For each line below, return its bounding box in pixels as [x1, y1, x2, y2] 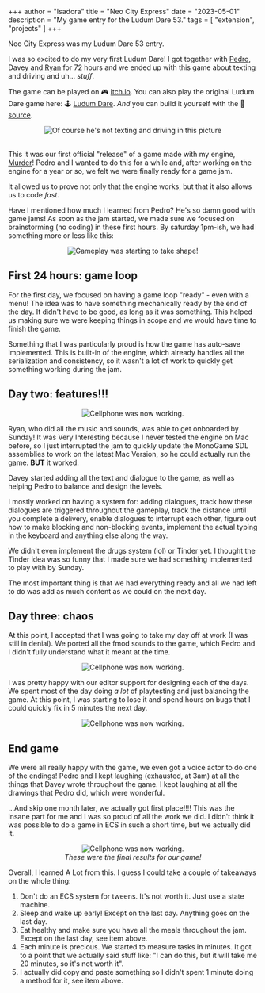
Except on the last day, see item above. [19, 934, 148, 943]
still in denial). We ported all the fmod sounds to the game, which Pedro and [8, 638, 256, 649]
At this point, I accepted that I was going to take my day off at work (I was [8, 631, 248, 640]
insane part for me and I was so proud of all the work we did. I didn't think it [8, 812, 255, 822]
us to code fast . [8, 190, 59, 199]
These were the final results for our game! [64, 853, 202, 862]
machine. [19, 900, 51, 910]
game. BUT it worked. [8, 458, 79, 467]
